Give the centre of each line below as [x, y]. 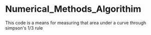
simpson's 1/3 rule [24, 28]
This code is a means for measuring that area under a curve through [76, 23]
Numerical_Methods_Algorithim [73, 9]
